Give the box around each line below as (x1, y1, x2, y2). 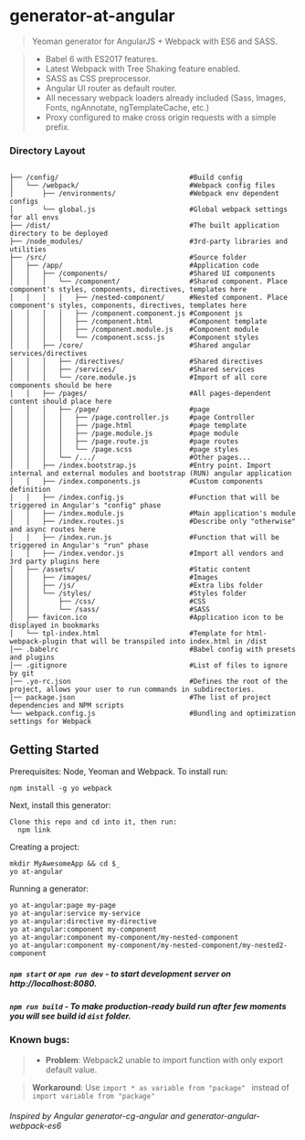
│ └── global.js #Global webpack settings (9, 205, 288, 215)
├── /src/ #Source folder (9, 253, 247, 262)
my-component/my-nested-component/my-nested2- (107, 941, 288, 951)
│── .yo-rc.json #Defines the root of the (9, 677, 288, 687)
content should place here (9, 397, 112, 407)
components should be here (9, 381, 112, 390)
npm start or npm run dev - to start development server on (9, 968, 231, 979)
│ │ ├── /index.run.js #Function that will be (9, 533, 280, 542)
